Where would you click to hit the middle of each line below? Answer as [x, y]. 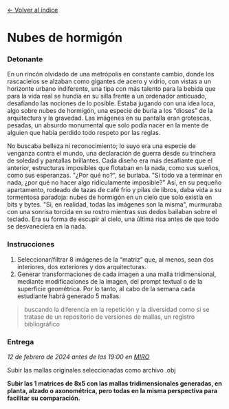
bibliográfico [42, 324]
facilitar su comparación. [44, 398]
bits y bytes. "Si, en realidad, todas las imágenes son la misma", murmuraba [115, 204]
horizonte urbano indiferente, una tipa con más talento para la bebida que [111, 89]
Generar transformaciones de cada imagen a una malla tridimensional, [117, 274]
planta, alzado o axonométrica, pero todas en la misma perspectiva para [112, 391]
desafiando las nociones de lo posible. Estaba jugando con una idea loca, [111, 103]
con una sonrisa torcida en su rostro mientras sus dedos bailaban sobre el [112, 212]
